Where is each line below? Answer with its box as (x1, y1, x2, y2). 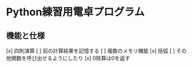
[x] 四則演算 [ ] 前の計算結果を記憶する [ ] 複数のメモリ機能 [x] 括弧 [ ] (6, 48, 175, 54)
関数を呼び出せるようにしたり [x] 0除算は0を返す (11, 55, 130, 62)
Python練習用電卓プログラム (6, 5, 145, 19)
